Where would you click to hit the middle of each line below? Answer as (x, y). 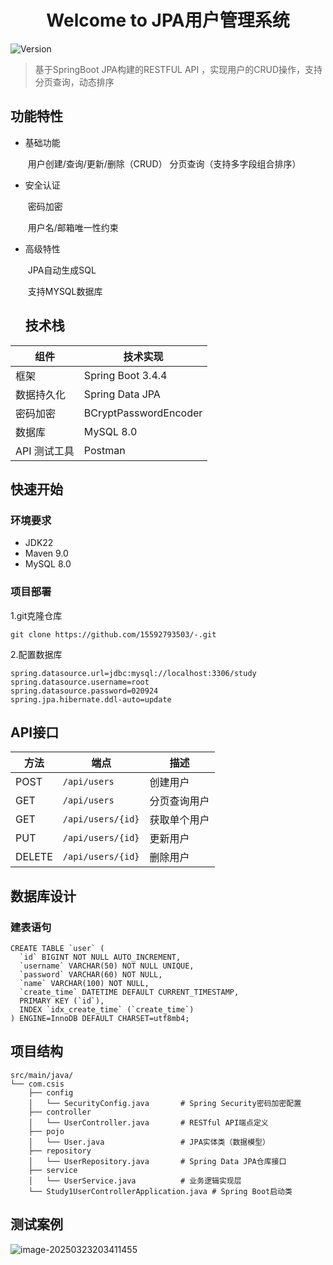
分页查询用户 (179, 801)
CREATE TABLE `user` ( (57, 949)
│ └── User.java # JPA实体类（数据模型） (149, 1142)
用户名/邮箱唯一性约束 (73, 227)
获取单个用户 (179, 820)
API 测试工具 (45, 451)
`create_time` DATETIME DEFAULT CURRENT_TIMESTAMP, (129, 992)
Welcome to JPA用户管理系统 (168, 20)
